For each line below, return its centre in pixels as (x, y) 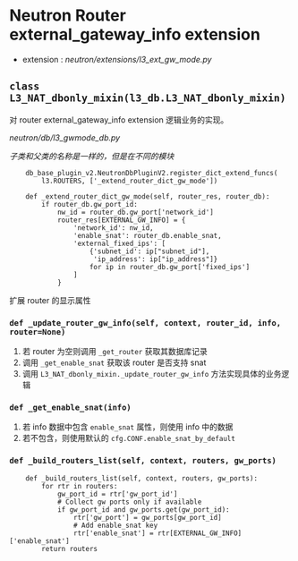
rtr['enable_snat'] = (113, 533)
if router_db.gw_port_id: (90, 204)
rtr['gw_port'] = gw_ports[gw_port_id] (147, 517)
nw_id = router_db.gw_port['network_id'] (136, 212)
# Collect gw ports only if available (129, 502)
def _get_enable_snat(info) (70, 407)
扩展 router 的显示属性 (50, 300)
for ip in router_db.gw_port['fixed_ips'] (170, 267)
